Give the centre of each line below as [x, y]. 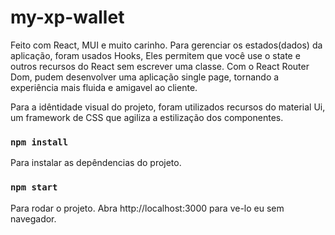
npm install [39, 142]
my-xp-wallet [67, 17]
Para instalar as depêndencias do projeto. [96, 163]
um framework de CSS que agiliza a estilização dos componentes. [147, 117]
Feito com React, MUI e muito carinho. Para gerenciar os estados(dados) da [166, 45]
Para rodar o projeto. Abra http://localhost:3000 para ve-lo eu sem [147, 208]
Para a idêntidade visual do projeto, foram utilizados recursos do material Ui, [168, 107]
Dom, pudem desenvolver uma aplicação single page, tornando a [145, 77]
